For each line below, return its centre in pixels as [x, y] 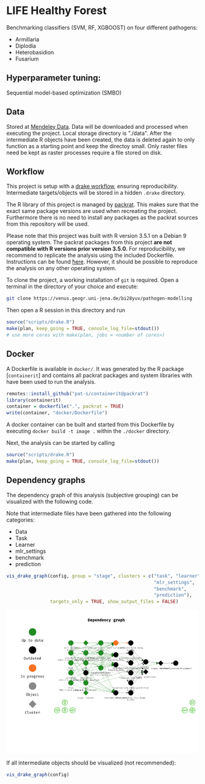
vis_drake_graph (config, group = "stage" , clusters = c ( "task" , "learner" [103, 576]
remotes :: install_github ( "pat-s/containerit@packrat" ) [77, 394]
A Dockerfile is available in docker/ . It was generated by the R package [95, 369]
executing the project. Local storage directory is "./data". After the [89, 133]
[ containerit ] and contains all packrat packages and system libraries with [99, 375]
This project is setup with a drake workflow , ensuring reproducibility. [92, 186]
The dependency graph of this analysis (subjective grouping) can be [92, 495]
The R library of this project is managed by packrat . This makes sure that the [103, 204]
